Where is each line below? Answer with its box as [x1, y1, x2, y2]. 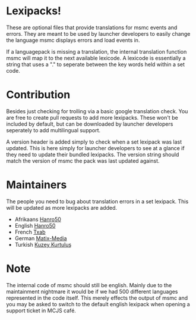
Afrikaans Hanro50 [14, 216, 61, 223]
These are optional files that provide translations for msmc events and [6, 24, 178, 31]
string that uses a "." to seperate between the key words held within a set [6, 61, 185, 68]
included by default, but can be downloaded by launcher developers [6, 120, 173, 128]
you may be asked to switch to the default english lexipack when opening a [6, 300, 190, 307]
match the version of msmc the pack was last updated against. [6, 157, 160, 164]
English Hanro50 [14, 222, 56, 229]
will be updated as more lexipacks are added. [6, 204, 118, 211]
